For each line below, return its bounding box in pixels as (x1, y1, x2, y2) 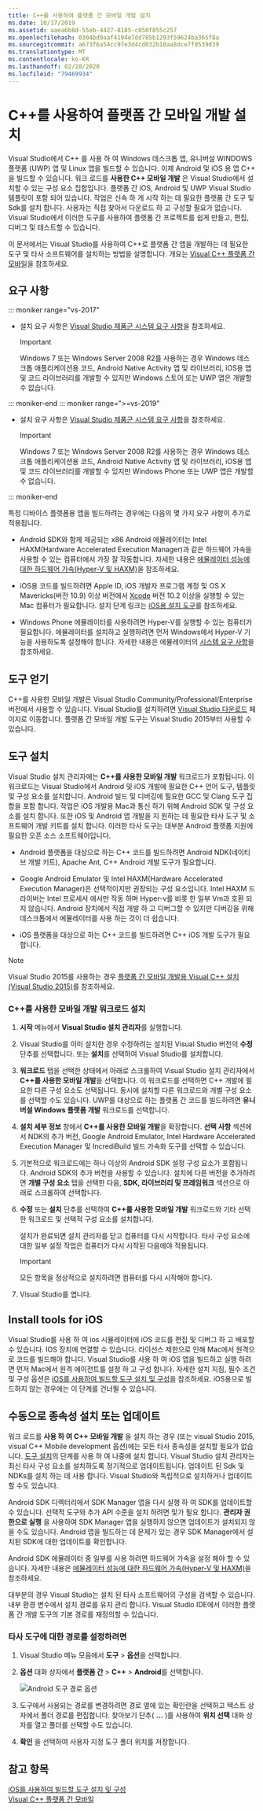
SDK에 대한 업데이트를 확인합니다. (22, 1536, 127, 1546)
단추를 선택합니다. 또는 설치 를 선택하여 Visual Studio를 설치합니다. (19, 1049, 224, 1059)
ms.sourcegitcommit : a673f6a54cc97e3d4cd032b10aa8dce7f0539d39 (8, 41, 220, 49)
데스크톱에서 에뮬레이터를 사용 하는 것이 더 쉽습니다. (19, 913, 179, 923)
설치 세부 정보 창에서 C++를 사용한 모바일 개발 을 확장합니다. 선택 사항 (19, 1122, 232, 1131)
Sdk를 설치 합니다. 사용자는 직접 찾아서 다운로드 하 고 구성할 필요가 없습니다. (8, 202, 242, 212)
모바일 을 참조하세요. (8, 259, 69, 268)
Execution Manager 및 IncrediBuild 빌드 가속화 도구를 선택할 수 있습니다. (19, 1142, 246, 1151)
